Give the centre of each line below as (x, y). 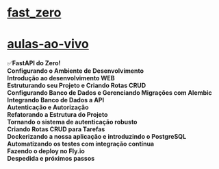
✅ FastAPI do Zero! (34, 63)
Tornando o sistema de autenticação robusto (72, 122)
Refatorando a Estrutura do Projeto (57, 115)
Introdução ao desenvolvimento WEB (61, 78)
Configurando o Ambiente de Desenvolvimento (76, 71)
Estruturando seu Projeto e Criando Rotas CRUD (77, 86)
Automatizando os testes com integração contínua (81, 144)
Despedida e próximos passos (51, 159)
